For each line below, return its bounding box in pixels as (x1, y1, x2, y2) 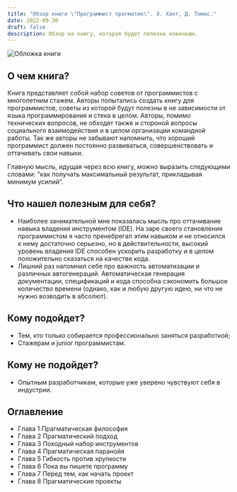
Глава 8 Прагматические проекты (17, 477, 122, 486)
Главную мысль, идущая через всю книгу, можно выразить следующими (7, 163, 231, 171)
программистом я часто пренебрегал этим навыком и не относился (17, 231, 226, 240)
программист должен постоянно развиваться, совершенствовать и (7, 141, 214, 150)
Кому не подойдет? (7, 359, 99, 371)
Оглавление (7, 406, 64, 418)
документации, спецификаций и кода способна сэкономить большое (17, 276, 228, 285)
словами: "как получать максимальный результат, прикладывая (7, 170, 203, 179)
